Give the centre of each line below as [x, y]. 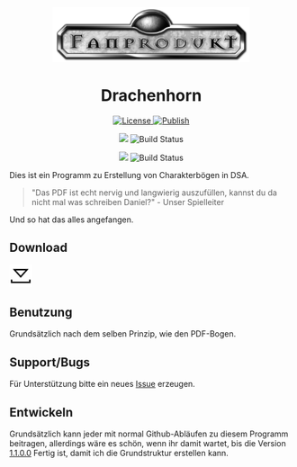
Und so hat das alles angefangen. [72, 220]
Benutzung [41, 312]
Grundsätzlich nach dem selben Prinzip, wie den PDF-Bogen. [123, 334]
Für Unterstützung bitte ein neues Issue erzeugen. [102, 384]
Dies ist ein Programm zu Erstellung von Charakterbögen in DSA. [129, 175]
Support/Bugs [49, 362]
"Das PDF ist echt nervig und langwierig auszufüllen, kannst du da [154, 193]
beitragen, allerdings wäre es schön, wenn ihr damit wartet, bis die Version [148, 443]
